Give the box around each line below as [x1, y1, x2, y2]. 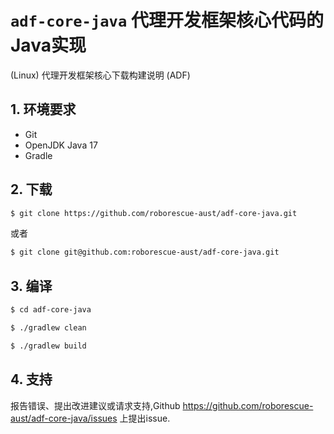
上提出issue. [119, 412, 171, 424]
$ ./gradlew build [10, 341, 87, 351]
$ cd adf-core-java [10, 305, 92, 315]
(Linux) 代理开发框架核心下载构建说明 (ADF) [10, 69, 191, 81]
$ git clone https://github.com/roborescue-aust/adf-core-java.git [10, 208, 298, 218]
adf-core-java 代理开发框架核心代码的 [10, 9, 324, 32]
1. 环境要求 [10, 101, 77, 118]
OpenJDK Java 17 [24, 139, 98, 151]
